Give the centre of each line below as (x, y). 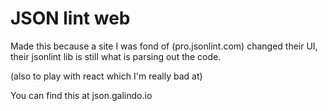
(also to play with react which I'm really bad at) (106, 76)
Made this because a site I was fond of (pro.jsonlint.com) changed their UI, (164, 46)
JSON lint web (70, 18)
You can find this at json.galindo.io (81, 95)
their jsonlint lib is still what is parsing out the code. (116, 56)
